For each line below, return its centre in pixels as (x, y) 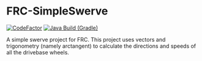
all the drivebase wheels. (38, 52)
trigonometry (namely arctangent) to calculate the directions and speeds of (101, 46)
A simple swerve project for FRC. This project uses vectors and (86, 39)
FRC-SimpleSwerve (57, 11)
